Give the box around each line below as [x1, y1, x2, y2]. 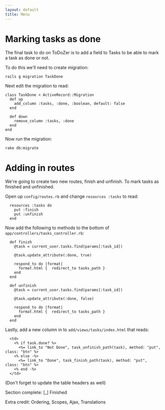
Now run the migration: [5, 136, 52, 142]
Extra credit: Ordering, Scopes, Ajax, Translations [5, 399, 106, 405]
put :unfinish [14, 212, 43, 217]
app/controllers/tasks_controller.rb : [5, 230, 84, 236]
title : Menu [5, 12, 30, 17]
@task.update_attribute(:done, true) [14, 253, 92, 258]
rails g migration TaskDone [5, 74, 63, 80]
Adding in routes [5, 162, 75, 173]
